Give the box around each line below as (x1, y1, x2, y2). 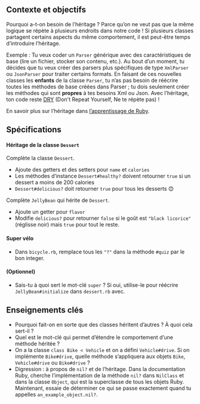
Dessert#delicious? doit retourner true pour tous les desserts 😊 (14, 185, 174, 192)
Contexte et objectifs (6, 5, 87, 15)
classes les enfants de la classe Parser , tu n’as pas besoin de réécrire (6, 76, 179, 84)
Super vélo (6, 235, 34, 241)
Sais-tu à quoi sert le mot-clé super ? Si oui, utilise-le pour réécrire (14, 281, 179, 289)
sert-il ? (14, 327, 34, 334)
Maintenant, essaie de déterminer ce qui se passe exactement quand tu (14, 384, 192, 391)
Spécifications (6, 125, 61, 135)
